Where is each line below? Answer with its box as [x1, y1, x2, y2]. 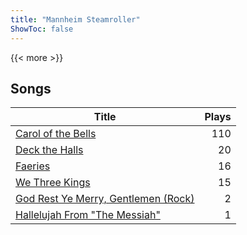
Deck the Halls [15, 143, 84, 157]
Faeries [15, 159, 51, 173]
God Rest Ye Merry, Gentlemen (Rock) [15, 192, 195, 206]
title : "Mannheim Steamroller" [10, 14, 141, 25]
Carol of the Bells [15, 127, 97, 141]
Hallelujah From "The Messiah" [15, 208, 161, 222]
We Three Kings [15, 176, 91, 190]
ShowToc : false [10, 24, 74, 34]
